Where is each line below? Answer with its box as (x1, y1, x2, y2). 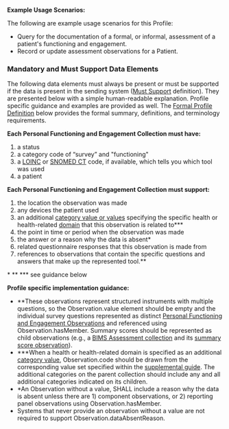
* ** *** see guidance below (7, 271, 88, 279)
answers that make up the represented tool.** (16, 257, 147, 265)
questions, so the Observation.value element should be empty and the (16, 305, 216, 313)
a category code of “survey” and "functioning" (16, 151, 149, 159)
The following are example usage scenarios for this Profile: (7, 19, 173, 27)
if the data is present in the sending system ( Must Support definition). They (7, 87, 219, 96)
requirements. (7, 116, 47, 124)
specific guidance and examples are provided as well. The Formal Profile (7, 102, 213, 110)
